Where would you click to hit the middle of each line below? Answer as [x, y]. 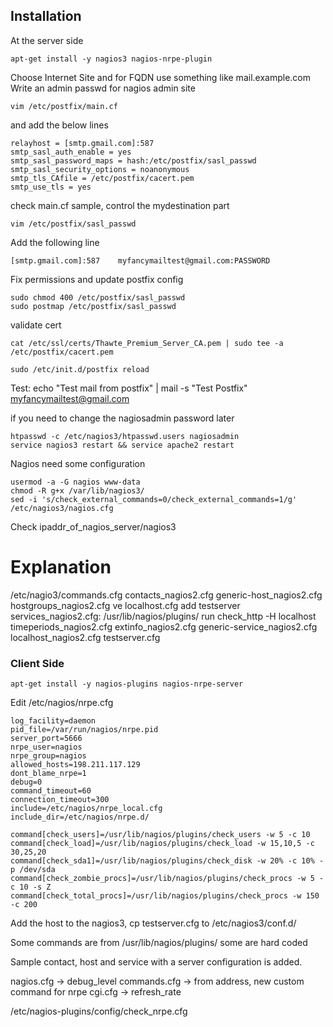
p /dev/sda [33, 870]
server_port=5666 [46, 739]
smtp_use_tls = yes [51, 187]
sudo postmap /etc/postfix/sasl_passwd [93, 306]
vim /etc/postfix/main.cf [64, 106]
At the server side [47, 40]
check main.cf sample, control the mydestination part [120, 205]
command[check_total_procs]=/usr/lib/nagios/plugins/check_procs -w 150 [165, 896]
